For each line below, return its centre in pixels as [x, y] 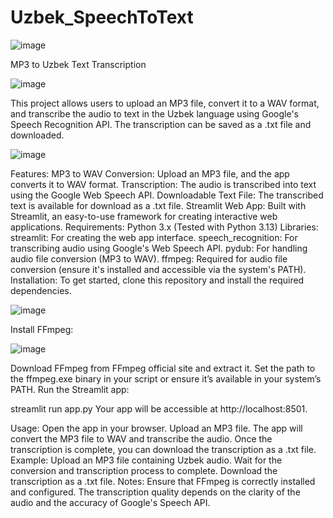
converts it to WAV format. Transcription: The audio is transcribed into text [163, 184]
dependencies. [41, 290]
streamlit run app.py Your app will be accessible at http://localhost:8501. [159, 408]
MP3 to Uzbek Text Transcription [78, 64]
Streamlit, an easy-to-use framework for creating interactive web [144, 216]
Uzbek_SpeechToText [102, 17]
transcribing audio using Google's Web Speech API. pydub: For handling [159, 248]
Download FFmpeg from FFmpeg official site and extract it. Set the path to [163, 368]
